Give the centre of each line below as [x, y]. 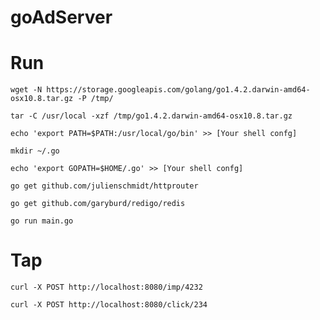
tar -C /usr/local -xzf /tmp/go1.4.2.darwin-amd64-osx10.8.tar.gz [151, 116]
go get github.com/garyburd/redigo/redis [98, 204]
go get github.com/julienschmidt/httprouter [104, 186]
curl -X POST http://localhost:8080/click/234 [109, 305]
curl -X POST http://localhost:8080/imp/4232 [106, 287]
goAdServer [61, 17]
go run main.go [42, 221]
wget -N [26, 90]
